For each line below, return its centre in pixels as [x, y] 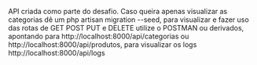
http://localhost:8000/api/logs [57, 53]
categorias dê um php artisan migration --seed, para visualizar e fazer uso [128, 20]
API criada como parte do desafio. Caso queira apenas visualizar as [118, 11]
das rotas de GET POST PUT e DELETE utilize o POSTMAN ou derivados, [126, 28]
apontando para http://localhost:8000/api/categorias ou [99, 36]
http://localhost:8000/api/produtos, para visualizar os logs [103, 45]
